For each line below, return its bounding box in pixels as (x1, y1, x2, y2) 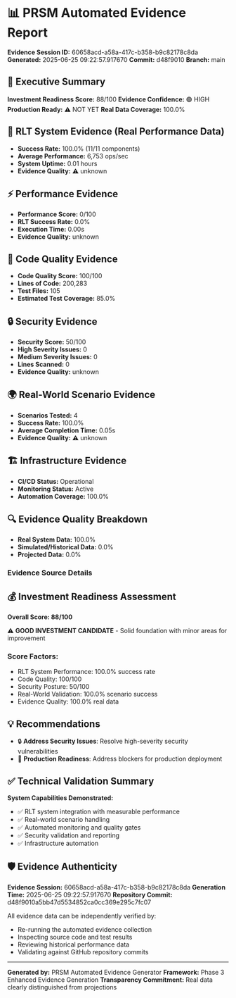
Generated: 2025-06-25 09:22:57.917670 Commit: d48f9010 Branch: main (7, 55, 225, 63)
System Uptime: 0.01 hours (17, 159, 98, 168)
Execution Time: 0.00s (17, 225, 85, 234)
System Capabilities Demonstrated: (7, 794, 114, 802)
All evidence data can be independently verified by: (7, 911, 157, 920)
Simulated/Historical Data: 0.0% (17, 543, 114, 551)
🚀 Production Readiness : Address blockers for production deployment (17, 754, 223, 763)
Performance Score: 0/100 (17, 210, 96, 218)
